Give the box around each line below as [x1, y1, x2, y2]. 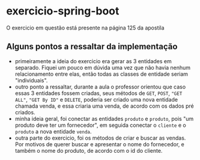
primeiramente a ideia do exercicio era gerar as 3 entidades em [14, 57, 172, 64]
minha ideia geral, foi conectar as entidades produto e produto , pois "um [14, 115, 194, 122]
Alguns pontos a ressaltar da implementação [6, 42, 178, 52]
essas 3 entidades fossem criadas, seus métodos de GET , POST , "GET [14, 89, 183, 97]
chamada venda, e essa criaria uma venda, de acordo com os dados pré [14, 102, 194, 109]
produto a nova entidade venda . [14, 128, 92, 135]
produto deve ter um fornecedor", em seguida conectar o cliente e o [14, 122, 186, 129]
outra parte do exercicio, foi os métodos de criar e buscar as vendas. [14, 134, 186, 141]
